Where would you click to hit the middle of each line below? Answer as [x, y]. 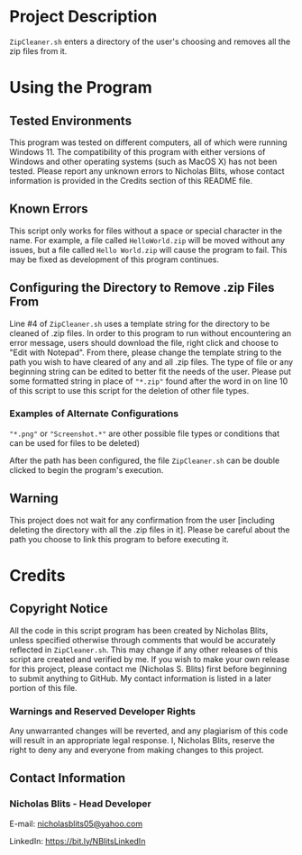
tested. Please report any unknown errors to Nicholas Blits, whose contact [147, 171]
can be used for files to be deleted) [75, 442]
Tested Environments [71, 120]
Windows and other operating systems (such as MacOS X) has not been [143, 161]
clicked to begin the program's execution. [87, 469]
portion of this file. [44, 687]
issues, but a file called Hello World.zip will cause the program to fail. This [148, 250]
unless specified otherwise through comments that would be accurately [143, 640]
